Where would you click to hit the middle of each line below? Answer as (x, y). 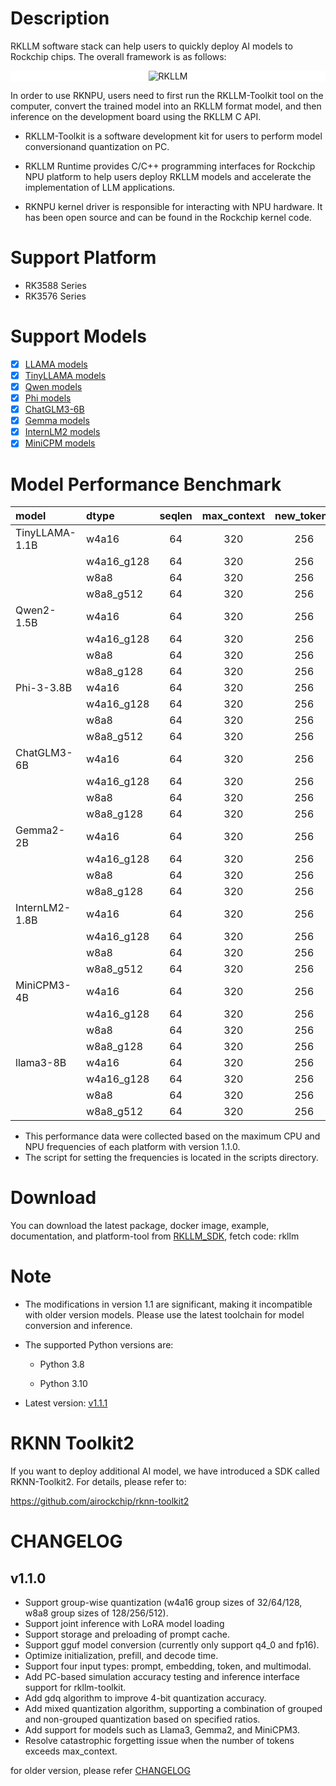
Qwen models (53, 386)
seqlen (176, 516)
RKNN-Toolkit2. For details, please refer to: (98, 1482)
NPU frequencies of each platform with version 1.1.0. (132, 1147)
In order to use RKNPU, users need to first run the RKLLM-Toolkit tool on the (167, 95)
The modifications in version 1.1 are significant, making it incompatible (168, 1304)
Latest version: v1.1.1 (66, 1403)
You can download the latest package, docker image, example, (140, 1226)
